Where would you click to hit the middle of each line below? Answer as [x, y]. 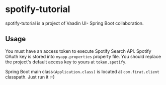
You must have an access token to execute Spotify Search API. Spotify [78, 51]
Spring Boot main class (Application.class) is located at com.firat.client [82, 71]
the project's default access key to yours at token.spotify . [66, 62]
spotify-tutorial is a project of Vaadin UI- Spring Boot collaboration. [74, 23]
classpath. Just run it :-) [30, 77]
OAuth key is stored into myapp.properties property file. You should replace [83, 56]
